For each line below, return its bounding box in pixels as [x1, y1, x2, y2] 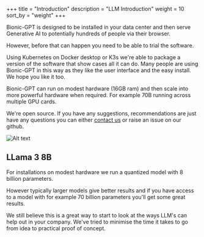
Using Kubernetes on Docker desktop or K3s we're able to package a [6, 54, 181, 60]
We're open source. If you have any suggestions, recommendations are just [6, 110, 197, 117]
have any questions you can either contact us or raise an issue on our [6, 116, 181, 123]
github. [6, 123, 24, 130]
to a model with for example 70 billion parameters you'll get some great [6, 193, 186, 200]
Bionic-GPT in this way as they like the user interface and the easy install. [6, 67, 191, 74]
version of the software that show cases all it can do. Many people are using [6, 60, 199, 67]
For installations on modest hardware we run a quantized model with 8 [6, 168, 183, 176]
